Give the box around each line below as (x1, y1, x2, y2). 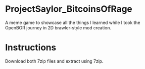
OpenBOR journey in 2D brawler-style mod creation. (5, 24, 111, 30)
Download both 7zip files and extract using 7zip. (5, 58, 104, 64)
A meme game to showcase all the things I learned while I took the (5, 20, 141, 25)
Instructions (5, 42, 56, 53)
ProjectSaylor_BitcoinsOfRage (5, 3, 133, 15)
